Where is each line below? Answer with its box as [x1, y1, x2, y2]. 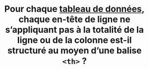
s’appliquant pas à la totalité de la [5, 24, 144, 35]
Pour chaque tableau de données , [4, 3, 145, 15]
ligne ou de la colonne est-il [17, 35, 132, 46]
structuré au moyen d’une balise [7, 45, 142, 56]
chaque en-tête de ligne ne [18, 14, 131, 25]
